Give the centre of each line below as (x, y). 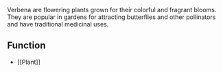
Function (26, 46)
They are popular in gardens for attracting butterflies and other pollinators (111, 17)
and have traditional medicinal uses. (58, 24)
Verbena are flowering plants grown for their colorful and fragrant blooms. (112, 10)
